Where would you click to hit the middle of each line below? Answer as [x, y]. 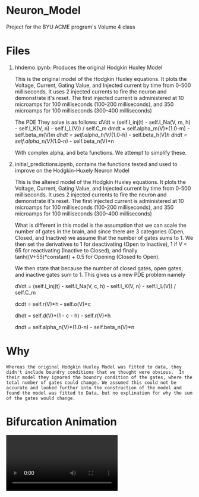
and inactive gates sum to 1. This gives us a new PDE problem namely [100, 274]
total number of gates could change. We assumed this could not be [91, 382]
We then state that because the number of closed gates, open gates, [99, 268]
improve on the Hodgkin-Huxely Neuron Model [72, 170]
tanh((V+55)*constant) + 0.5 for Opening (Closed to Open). [87, 257]
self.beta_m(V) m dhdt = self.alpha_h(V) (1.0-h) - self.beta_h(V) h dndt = [101, 135]
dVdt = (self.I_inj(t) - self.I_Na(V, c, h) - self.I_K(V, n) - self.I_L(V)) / [95, 286]
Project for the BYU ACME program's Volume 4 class [71, 27]
